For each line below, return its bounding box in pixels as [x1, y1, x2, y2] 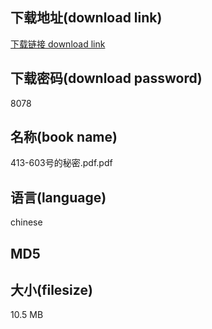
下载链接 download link [10, 38, 106, 50]
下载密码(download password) [10, 70, 203, 87]
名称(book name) [10, 129, 118, 146]
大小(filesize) [10, 282, 93, 299]
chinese [10, 216, 43, 228]
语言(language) [10, 189, 107, 206]
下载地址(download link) [10, 9, 163, 27]
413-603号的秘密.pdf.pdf [10, 157, 113, 169]
